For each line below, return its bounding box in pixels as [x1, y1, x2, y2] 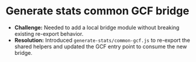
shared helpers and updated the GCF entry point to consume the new [14, 43, 188, 50]
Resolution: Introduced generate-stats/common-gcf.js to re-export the [14, 36, 191, 44]
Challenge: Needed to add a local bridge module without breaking [14, 24, 180, 31]
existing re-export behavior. [14, 30, 84, 37]
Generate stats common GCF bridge [5, 4, 189, 18]
